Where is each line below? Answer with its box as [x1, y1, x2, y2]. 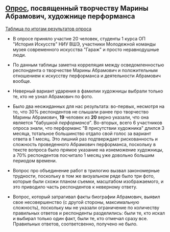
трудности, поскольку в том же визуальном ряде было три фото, [12, 173, 155, 179]
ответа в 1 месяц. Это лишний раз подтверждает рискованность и [12, 135, 158, 142]
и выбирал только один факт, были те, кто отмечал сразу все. [12, 215, 148, 221]
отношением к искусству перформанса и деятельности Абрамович [12, 73, 161, 79]
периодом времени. [12, 157, 57, 164]
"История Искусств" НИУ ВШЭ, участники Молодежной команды [12, 41, 156, 47]
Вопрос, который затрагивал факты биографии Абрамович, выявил [12, 194, 160, 200]
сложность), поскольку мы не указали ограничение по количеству [12, 204, 160, 211]
